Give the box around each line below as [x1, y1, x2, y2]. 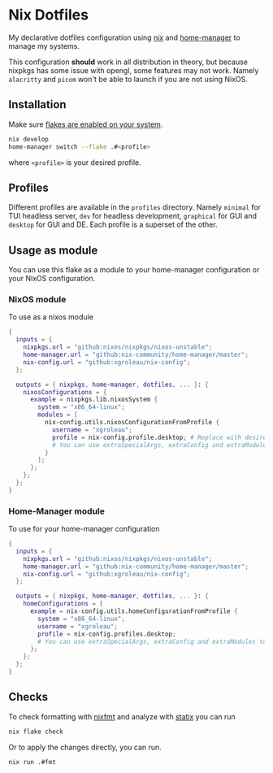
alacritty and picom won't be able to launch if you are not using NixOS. [8, 74, 248, 84]
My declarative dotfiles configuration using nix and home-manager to [8, 33, 241, 42]
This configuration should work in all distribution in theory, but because [8, 57, 248, 67]
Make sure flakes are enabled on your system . [8, 119, 163, 129]
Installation [8, 98, 67, 111]
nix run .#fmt [8, 758, 57, 766]
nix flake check [8, 727, 63, 736]
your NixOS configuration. [8, 274, 96, 284]
